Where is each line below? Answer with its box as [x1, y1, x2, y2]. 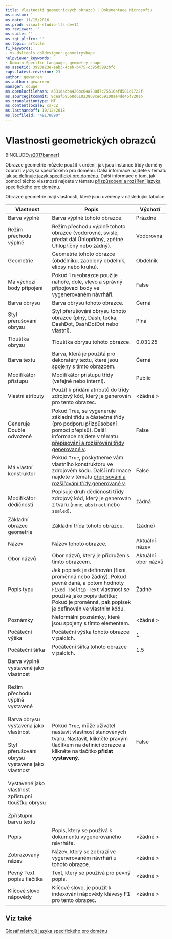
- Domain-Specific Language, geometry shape [5, 60, 102, 65]
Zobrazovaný [8, 851, 40, 858]
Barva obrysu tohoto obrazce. [52, 299, 124, 306]
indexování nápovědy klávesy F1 [52, 890, 131, 897]
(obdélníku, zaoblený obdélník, [52, 256, 126, 264]
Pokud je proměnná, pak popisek [52, 598, 131, 605]
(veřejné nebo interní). [52, 377, 106, 384]
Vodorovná [136, 232, 163, 240]
